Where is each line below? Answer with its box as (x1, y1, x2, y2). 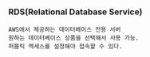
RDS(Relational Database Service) (8, 6, 143, 17)
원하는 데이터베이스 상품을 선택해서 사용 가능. (8, 34, 140, 42)
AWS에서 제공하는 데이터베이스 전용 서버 (8, 26, 121, 34)
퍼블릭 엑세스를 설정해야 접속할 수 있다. (8, 43, 123, 51)
